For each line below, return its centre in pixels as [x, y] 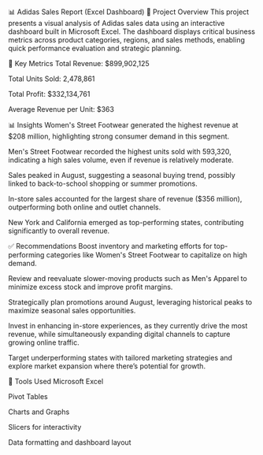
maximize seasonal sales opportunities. [72, 311]
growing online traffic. [44, 342]
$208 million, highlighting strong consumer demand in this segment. [119, 136]
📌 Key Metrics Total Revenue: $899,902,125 [79, 63]
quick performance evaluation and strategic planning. [95, 48]
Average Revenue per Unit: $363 [61, 109]
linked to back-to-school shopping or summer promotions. [103, 183]
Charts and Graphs [39, 412]
